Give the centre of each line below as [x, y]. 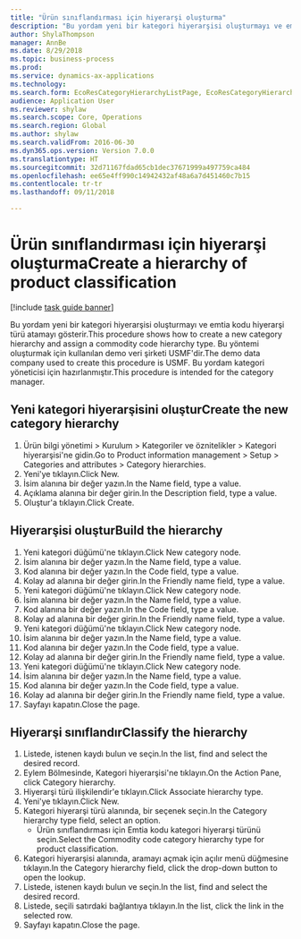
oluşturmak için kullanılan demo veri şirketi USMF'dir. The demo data [135, 353]
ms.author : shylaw [44, 134]
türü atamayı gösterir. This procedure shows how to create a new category [146, 334]
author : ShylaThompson [52, 34]
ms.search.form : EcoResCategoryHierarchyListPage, [106, 92]
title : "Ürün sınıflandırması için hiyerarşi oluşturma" [118, 17]
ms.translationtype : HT [54, 159]
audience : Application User [63, 101]
